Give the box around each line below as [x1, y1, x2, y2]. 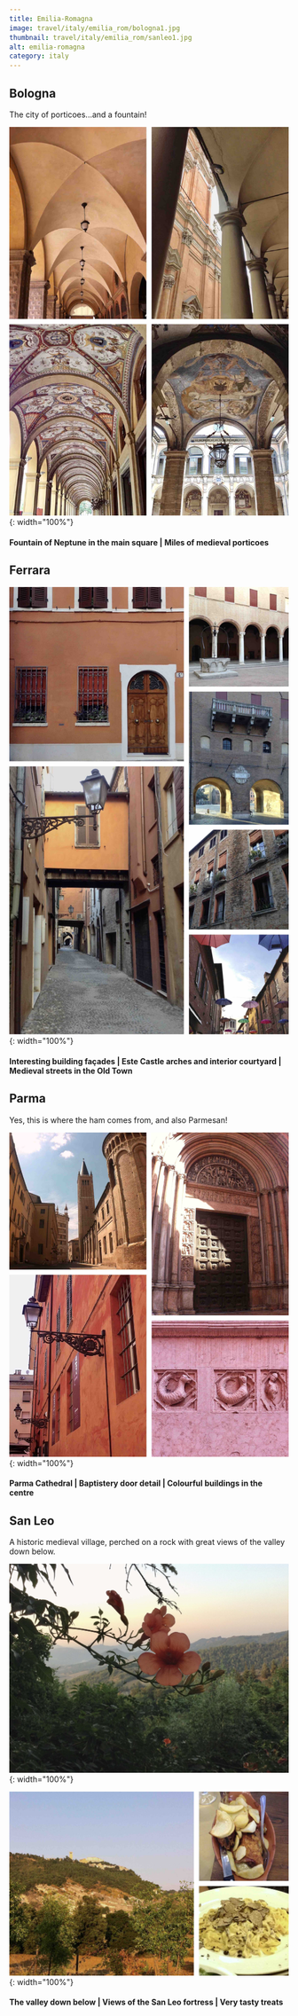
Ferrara [9, 563, 51, 578]
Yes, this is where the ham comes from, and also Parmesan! [9, 1114, 228, 1126]
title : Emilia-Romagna [9, 14, 93, 23]
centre [9, 1487, 35, 1498]
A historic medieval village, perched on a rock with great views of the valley [9, 1537, 286, 1548]
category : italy [9, 51, 69, 61]
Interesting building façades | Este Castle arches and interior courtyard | [9, 1055, 282, 1066]
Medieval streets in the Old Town [9, 1065, 133, 1076]
